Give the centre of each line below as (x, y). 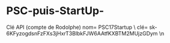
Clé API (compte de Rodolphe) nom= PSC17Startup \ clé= (77, 27)
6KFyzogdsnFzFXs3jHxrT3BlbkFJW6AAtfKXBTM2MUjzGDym (82, 33)
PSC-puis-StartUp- (55, 11)
